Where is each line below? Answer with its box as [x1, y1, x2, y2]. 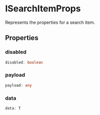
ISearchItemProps [5, 3, 81, 14]
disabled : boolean [5, 60, 43, 65]
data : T [5, 106, 21, 111]
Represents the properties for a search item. [5, 19, 96, 25]
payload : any [5, 83, 32, 88]
